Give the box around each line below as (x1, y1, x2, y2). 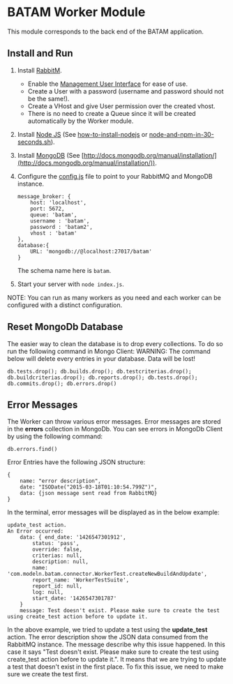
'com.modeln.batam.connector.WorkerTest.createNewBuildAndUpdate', (7, 570, 208, 578)
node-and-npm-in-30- (149, 130, 214, 138)
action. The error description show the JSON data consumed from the (7, 633, 209, 641)
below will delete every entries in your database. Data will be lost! (7, 354, 195, 363)
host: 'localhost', (30, 199, 87, 206)
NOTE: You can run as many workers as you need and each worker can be (7, 293, 221, 302)
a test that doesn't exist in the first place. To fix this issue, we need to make (7, 662, 224, 671)
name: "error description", (20, 477, 101, 485)
